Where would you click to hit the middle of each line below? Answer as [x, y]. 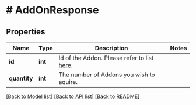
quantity [21, 78]
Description [111, 48]
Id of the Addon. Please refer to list [106, 58]
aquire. [68, 82]
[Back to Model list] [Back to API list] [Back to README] [73, 96]
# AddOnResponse [52, 10]
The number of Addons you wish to [107, 75]
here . [66, 65]
